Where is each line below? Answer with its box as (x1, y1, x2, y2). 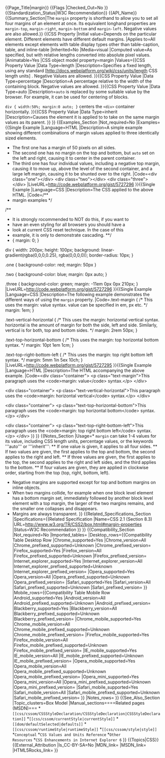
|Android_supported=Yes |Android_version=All (12, 595, 106, 601)
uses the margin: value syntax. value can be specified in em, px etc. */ (5, 302, 148, 308)
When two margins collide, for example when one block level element (12, 490, 154, 495)
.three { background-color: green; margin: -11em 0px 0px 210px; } (5, 281, 138, 287)
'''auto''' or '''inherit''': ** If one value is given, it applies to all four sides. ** (5, 444, 158, 449)
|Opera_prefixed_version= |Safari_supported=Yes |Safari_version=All (12, 579, 151, 585)
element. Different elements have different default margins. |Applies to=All (5, 36, 156, 42)
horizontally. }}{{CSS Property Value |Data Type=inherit (5, 109, 118, 115)
